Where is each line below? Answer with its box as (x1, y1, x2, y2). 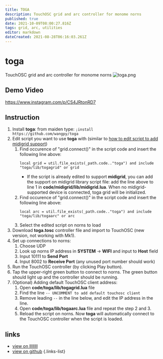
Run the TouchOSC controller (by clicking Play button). (12, 264, 123, 270)
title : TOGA (5, 7, 29, 12)
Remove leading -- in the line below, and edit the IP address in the (19, 295, 154, 301)
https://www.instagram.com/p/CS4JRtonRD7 (5, 99, 96, 105)
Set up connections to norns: (12, 238, 71, 244)
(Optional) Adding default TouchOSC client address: (12, 280, 118, 285)
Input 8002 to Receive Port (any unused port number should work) (19, 258, 156, 265)
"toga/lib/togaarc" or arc (19, 214, 75, 219)
